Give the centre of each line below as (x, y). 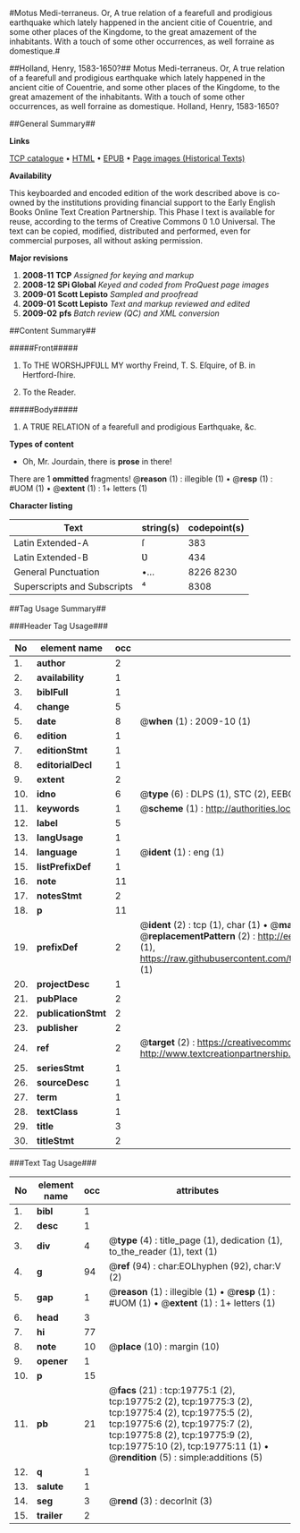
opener (53, 1361)
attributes (198, 1191)
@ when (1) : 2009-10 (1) (196, 721)
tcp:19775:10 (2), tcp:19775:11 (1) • (189, 1446)
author (51, 663)
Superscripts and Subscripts (74, 587)
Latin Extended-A (51, 543)
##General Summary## (52, 123)
